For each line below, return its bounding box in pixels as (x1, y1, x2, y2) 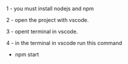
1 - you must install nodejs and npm (6, 5, 94, 12)
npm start (14, 51, 39, 58)
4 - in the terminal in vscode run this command (6, 40, 123, 46)
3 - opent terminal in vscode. (6, 28, 78, 35)
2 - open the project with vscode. (6, 17, 89, 23)
